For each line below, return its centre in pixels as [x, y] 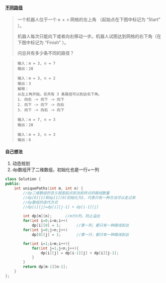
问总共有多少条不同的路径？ [46, 53]
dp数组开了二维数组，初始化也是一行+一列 [56, 170]
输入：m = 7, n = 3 [36, 120]
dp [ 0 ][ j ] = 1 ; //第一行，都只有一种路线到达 [80, 235]
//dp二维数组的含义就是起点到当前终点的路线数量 [66, 193]
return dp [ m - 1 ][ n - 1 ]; [45, 267]
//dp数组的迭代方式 [41, 202]
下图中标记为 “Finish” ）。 [43, 43]
